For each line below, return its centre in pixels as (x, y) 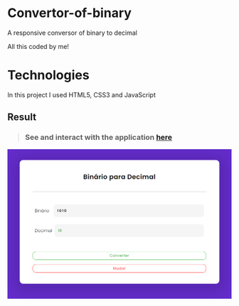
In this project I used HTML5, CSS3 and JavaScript (82, 94)
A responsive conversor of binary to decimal (72, 33)
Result (22, 118)
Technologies (49, 75)
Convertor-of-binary (69, 13)
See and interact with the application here (99, 138)
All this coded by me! (38, 46)
